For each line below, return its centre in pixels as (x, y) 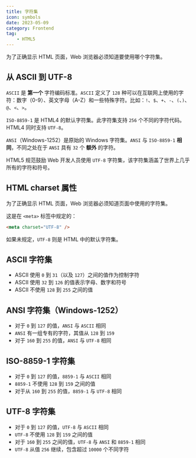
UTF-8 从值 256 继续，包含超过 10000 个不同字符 (72, 449)
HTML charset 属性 (42, 188)
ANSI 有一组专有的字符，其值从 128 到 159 (65, 333)
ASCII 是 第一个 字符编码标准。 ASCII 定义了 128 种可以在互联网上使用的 (92, 92)
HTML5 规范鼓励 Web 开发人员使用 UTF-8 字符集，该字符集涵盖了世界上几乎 (98, 160)
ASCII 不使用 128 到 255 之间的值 (54, 290)
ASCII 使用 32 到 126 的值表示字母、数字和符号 (71, 283)
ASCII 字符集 (29, 259)
